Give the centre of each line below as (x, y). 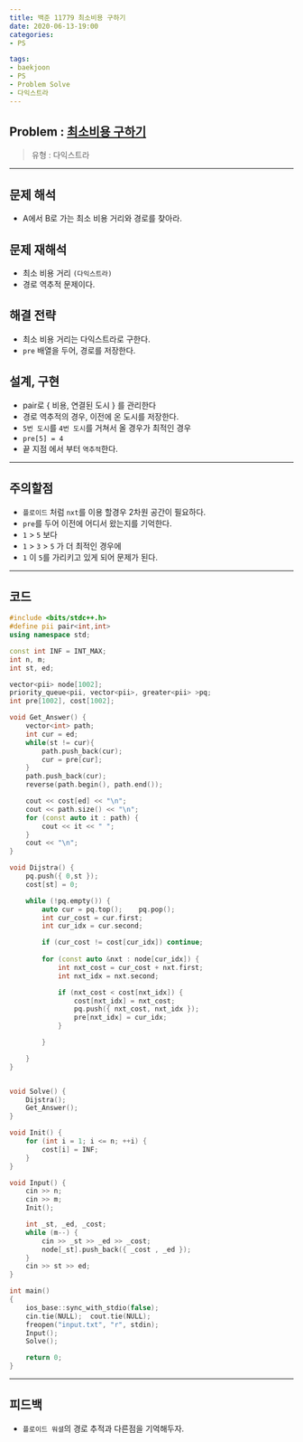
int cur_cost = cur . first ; (92, 918)
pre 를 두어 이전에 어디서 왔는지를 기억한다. (97, 523)
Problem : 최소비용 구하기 (78, 132)
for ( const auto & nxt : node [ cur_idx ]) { (121, 959)
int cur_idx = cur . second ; (92, 926)
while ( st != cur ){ (60, 742)
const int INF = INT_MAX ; (58, 651)
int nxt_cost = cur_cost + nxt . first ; (130, 967)
